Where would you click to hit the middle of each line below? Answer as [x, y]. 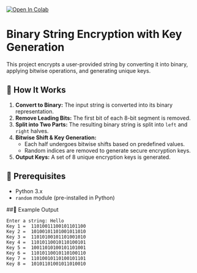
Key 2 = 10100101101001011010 [46, 231]
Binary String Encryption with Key [94, 34]
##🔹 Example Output [33, 209]
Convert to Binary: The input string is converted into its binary [94, 105]
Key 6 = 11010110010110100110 [46, 253]
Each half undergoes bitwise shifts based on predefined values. [105, 144]
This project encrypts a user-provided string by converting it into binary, [97, 64]
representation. [34, 111]
